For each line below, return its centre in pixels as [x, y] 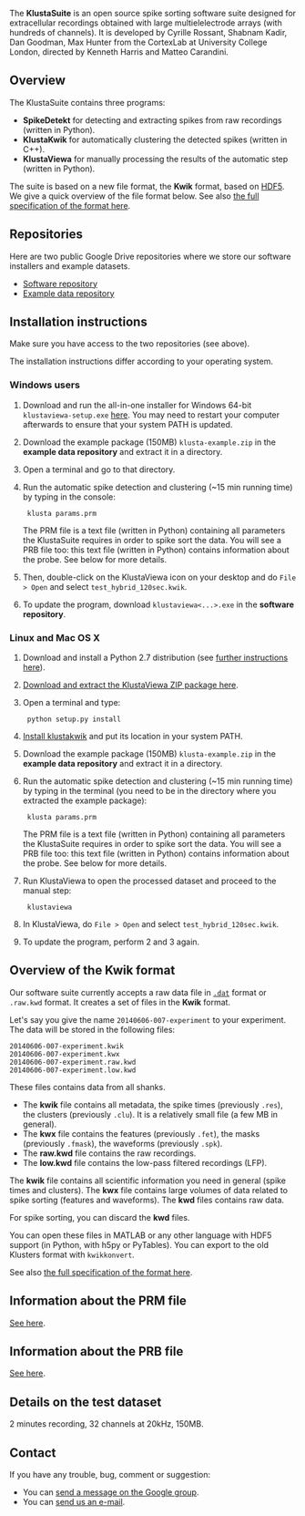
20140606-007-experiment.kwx [65, 1054]
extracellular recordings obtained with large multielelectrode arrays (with [146, 23]
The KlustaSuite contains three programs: [87, 102]
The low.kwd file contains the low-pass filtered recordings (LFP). [145, 1162]
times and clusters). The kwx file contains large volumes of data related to [149, 1190]
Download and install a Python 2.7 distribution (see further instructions [155, 658]
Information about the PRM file [98, 1301]
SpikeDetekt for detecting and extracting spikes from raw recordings [152, 120]
